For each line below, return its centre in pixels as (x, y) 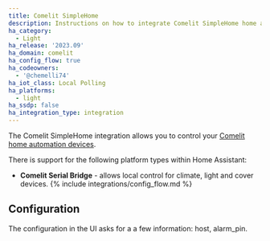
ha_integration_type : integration (66, 113)
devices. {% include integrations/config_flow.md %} (106, 184)
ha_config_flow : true (45, 61)
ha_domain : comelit (41, 53)
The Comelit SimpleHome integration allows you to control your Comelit (127, 136)
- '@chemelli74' (43, 76)
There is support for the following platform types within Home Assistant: (128, 160)
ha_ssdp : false (34, 105)
